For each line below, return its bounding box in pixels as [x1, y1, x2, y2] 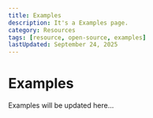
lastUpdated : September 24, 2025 [8, 41, 118, 49]
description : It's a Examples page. [8, 19, 129, 27]
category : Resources [8, 26, 76, 34]
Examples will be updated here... [8, 101, 114, 110]
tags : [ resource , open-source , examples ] [8, 33, 147, 42]
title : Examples [8, 11, 62, 20]
